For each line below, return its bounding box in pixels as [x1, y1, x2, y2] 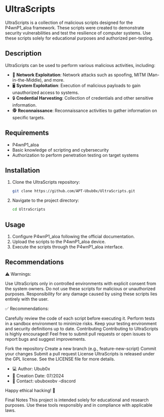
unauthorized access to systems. [12, 89, 79, 95]
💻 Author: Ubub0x [12, 366, 50, 372]
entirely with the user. [5, 296, 49, 302]
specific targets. [12, 114, 45, 120]
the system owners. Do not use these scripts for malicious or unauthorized [5, 285, 156, 291]
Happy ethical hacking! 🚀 [5, 387, 55, 393]
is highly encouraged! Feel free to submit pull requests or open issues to [5, 331, 151, 337]
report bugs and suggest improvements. [5, 336, 87, 342]
